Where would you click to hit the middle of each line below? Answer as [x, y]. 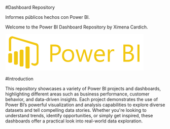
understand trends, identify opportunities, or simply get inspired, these [79, 116]
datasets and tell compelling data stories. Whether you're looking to [76, 110]
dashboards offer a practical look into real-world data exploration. [74, 121]
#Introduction [20, 79]
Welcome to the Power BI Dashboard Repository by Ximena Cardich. [77, 27]
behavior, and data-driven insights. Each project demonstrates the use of [82, 99]
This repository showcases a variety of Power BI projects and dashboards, [83, 89]
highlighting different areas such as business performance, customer [77, 94]
